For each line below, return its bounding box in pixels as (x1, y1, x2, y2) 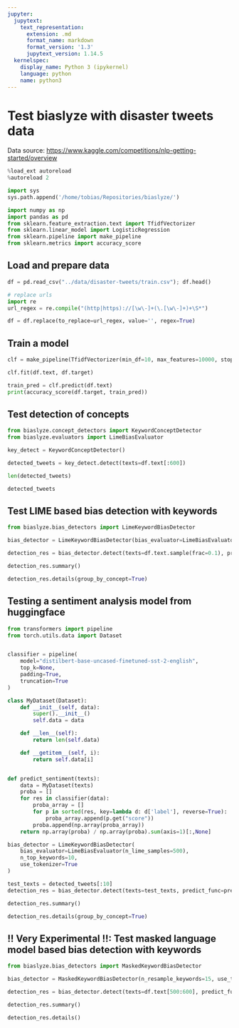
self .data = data (33, 717, 84, 724)
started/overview (7, 154, 58, 163)
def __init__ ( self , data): (20, 703, 100, 711)
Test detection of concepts (7, 408, 129, 420)
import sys (7, 187, 40, 195)
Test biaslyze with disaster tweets (7, 108, 214, 123)
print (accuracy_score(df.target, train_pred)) (7, 388, 148, 396)
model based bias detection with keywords (7, 943, 202, 956)
